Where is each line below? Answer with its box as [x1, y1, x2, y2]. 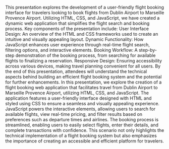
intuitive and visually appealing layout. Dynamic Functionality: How [5, 36, 144, 42]
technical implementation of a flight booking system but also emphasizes [5, 133, 157, 138]
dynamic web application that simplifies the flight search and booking [5, 20, 150, 26]
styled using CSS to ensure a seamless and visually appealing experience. [5, 101, 160, 106]
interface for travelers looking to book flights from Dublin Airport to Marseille [5, 10, 164, 16]
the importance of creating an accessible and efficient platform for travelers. [5, 138, 164, 144]
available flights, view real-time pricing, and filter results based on [5, 111, 143, 117]
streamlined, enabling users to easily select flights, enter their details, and [5, 122, 159, 128]
